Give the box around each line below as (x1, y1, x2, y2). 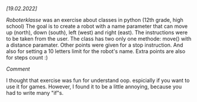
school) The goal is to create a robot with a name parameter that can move (6, 23, 188, 29)
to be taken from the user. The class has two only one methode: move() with (6, 35, 192, 42)
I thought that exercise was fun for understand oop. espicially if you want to (6, 77, 190, 84)
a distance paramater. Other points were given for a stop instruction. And (6, 41, 183, 48)
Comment (6, 65, 31, 73)
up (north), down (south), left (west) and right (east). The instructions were (6, 29, 188, 36)
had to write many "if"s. (6, 90, 64, 96)
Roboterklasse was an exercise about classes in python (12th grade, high (6, 17, 184, 23)
